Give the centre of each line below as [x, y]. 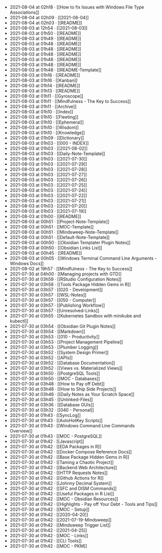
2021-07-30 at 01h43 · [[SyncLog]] [45, 415]
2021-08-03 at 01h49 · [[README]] [45, 38]
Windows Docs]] [27, 263]
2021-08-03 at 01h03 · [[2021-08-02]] [49, 148]
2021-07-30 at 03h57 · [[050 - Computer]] [53, 300]
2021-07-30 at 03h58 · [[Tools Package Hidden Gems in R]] [70, 284]
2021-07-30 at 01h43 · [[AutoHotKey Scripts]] [56, 420]
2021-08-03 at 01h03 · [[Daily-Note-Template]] [57, 154]
